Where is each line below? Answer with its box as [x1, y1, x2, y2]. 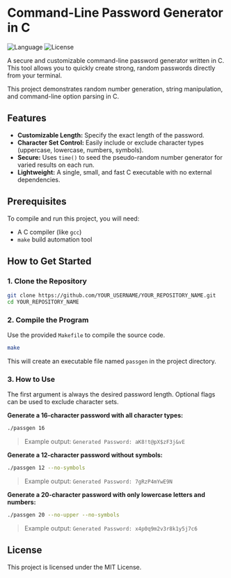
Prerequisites [7, 195, 67, 207]
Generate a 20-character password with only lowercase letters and [7, 491, 205, 499]
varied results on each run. [17, 161, 95, 169]
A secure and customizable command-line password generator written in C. [7, 56, 225, 64]
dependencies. [17, 175, 61, 184]
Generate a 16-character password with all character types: [7, 411, 183, 420]
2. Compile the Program [7, 315, 89, 325]
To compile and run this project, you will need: [7, 214, 140, 223]
